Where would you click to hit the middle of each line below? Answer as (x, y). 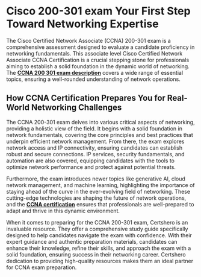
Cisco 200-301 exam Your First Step (98, 11)
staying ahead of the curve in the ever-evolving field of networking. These (98, 191)
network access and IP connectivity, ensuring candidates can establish (94, 148)
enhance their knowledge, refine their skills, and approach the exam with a (99, 248)
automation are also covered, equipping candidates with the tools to (90, 161)
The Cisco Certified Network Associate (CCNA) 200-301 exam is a (89, 40)
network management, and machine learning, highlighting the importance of (100, 185)
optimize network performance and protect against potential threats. (91, 167)
